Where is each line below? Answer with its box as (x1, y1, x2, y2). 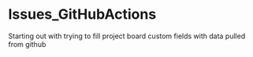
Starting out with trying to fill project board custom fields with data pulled (8, 31, 246, 41)
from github (8, 39, 47, 48)
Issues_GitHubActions (8, 5, 157, 23)
